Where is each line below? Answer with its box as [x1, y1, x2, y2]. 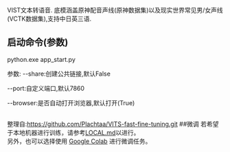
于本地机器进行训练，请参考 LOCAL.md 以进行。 [7, 129, 140, 137]
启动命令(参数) [7, 36, 69, 48]
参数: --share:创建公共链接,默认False [7, 69, 111, 78]
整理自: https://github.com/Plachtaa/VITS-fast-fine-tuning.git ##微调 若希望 [7, 120, 219, 129]
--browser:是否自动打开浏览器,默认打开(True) [7, 98, 135, 107]
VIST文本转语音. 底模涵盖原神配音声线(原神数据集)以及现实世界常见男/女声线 [7, 6, 223, 14]
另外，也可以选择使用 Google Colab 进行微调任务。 [7, 137, 152, 146]
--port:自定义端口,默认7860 [7, 84, 84, 92]
